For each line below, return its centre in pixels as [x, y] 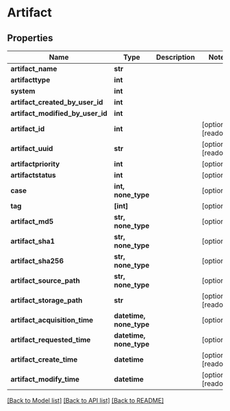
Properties [30, 38]
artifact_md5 [32, 221]
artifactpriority [35, 164]
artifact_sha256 [37, 261]
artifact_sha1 [33, 241]
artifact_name [34, 69]
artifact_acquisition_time [52, 320]
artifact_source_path [45, 281]
